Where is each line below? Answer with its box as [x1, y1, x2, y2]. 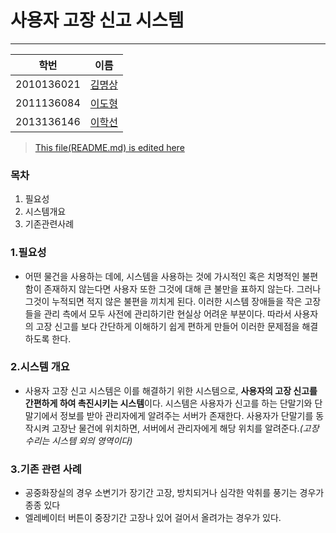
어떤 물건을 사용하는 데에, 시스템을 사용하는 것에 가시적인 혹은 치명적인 [24, 270, 300, 282]
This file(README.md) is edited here [34, 141, 185, 153]
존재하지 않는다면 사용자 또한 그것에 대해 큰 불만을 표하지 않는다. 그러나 [43, 282, 322, 295]
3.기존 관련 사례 [10, 462, 82, 476]
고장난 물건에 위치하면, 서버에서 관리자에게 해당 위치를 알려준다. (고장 [51, 422, 320, 434]
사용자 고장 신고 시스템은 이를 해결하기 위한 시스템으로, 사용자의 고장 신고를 [24, 384, 318, 396]
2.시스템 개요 [10, 360, 70, 374]
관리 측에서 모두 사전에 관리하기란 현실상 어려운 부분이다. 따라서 [43, 307, 292, 320]
